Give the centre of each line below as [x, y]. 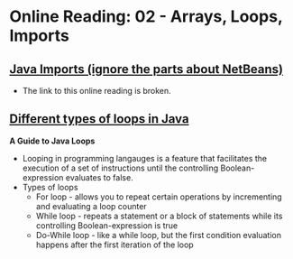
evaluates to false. [99, 177]
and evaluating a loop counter [91, 206]
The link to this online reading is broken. [96, 91]
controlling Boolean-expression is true [107, 225]
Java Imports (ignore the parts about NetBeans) [146, 69]
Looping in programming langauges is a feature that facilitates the [145, 158]
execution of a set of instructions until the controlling [120, 168]
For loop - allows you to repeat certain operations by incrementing [159, 197]
